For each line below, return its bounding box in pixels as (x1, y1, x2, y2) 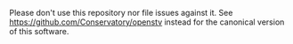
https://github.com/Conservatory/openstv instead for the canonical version (9, 17, 285, 27)
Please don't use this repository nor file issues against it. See (9, 8, 233, 18)
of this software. (9, 26, 69, 36)
